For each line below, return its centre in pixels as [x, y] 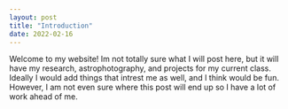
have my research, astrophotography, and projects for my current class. [140, 68]
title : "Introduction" [51, 26]
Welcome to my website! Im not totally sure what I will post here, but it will [144, 59]
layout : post [33, 17]
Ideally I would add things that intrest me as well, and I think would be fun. [144, 78]
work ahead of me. [43, 97]
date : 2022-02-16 [41, 34]
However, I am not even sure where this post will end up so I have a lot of [143, 87]
